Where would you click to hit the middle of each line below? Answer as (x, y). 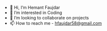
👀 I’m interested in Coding (36, 13)
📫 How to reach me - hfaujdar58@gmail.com (56, 23)
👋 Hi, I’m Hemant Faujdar (35, 8)
